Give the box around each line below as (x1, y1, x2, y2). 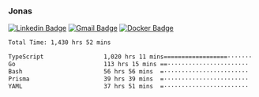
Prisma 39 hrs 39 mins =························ (8, 75, 249, 83)
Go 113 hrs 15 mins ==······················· (8, 61, 249, 69)
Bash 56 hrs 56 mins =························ (8, 67, 249, 76)
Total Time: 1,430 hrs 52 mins (8, 39, 111, 47)
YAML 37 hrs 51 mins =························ (8, 82, 249, 90)
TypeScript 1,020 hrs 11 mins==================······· (8, 53, 253, 61)
